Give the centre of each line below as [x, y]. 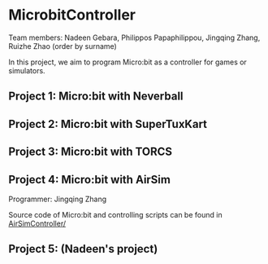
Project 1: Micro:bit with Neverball [96, 97]
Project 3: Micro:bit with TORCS [91, 152]
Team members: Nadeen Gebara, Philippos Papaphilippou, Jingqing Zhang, [134, 37]
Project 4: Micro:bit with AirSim [89, 180]
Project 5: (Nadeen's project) [83, 249]
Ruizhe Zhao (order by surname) [63, 46]
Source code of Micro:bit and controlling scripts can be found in [115, 214]
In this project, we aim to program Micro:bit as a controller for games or [128, 62]
